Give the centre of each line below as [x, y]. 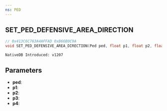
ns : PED [13, 10]
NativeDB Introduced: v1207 [34, 55]
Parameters [24, 70]
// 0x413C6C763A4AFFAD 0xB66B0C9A [41, 41]
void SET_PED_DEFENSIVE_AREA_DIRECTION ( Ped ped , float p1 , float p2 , [79, 46]
